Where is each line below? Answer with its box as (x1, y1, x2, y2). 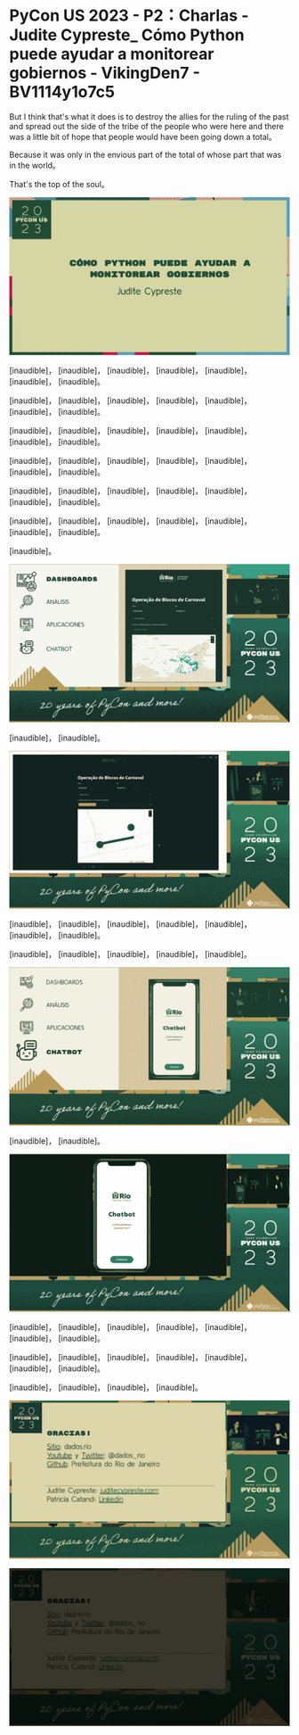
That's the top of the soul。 (9, 178, 109, 189)
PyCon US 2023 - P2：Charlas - (9, 5, 249, 26)
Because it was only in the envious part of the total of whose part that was (9, 149, 282, 160)
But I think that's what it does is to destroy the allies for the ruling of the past (9, 111, 289, 122)
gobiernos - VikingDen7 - (9, 63, 200, 83)
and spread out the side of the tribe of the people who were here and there (9, 120, 285, 131)
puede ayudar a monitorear (9, 44, 214, 64)
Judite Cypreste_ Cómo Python (9, 25, 245, 45)
